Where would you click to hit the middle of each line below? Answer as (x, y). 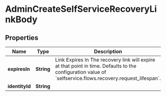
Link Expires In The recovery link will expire (105, 60)
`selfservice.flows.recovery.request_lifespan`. (108, 78)
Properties (22, 38)
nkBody (21, 19)
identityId (19, 86)
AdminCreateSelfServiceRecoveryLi (81, 9)
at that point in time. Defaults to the (96, 66)
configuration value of (81, 72)
